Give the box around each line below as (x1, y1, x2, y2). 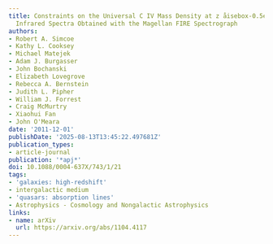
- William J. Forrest (8, 95, 82, 103)
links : (8, 208, 31, 216)
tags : (8, 171, 27, 179)
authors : (8, 27, 38, 35)
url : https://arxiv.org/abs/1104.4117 (15, 224, 148, 232)
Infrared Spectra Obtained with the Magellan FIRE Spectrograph (15, 20, 238, 28)
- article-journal (8, 148, 71, 156)
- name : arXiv (8, 216, 57, 224)
